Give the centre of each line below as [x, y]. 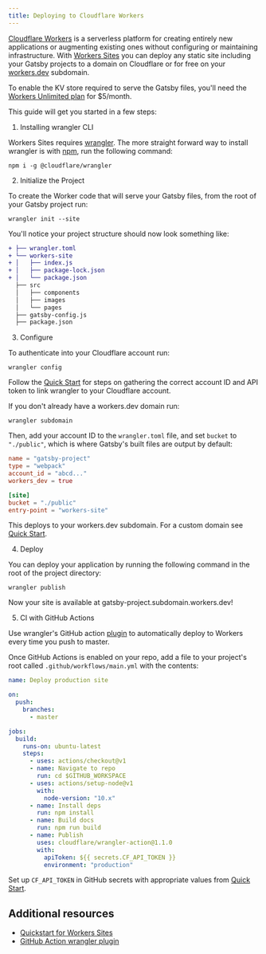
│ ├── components [48, 292]
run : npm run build [69, 828]
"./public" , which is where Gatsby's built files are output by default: [121, 444]
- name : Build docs [61, 821]
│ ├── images [41, 300]
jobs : [17, 731]
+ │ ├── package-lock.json [57, 271]
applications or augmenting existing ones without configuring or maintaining [133, 47]
